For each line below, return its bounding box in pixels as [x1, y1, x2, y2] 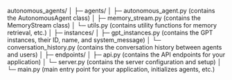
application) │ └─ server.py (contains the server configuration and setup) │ [7, 58, 222, 66]
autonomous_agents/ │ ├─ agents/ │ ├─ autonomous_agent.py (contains [7, 7, 215, 14]
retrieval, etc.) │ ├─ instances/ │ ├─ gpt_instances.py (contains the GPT [7, 28, 213, 37]
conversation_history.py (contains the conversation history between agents [7, 43, 222, 51]
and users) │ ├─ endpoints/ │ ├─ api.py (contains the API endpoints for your [7, 50, 226, 59]
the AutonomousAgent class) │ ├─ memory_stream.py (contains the [7, 14, 201, 22]
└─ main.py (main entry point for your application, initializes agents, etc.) [7, 66, 215, 73]
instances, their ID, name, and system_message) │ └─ [7, 36, 161, 44]
